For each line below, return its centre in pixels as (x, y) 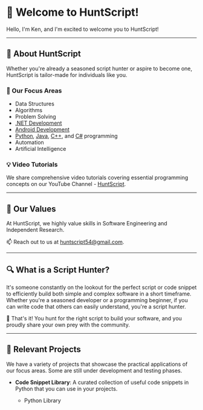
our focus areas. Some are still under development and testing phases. (94, 370)
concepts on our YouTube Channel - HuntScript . (66, 184)
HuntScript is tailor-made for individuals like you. (67, 74)
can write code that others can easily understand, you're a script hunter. (96, 306)
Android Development (42, 130)
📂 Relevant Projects (44, 350)
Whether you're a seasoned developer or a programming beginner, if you (97, 300)
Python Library (43, 400)
